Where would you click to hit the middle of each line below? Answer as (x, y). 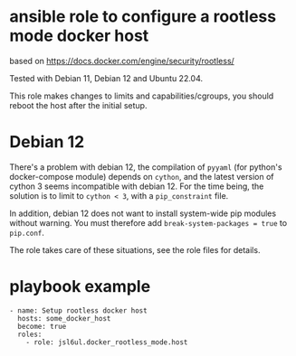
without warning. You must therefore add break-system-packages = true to (148, 222)
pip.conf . (27, 232)
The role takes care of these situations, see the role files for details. (135, 249)
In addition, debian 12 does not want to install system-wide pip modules (143, 213)
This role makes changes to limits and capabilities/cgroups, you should (142, 96)
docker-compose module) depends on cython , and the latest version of (142, 176)
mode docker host (79, 36)
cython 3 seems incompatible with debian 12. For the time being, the (137, 186)
